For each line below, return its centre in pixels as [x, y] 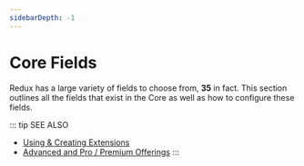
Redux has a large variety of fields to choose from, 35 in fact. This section [148, 88]
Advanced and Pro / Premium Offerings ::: [101, 151]
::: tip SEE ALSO [39, 124]
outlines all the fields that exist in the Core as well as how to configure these [152, 97]
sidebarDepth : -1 [42, 18]
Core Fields [53, 62]
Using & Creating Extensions [76, 142]
